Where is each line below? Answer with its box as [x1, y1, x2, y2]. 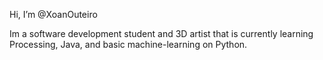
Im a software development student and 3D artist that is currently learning [9, 28, 314, 39]
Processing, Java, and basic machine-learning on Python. [9, 39, 248, 50]
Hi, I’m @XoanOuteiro [9, 9, 98, 20]
